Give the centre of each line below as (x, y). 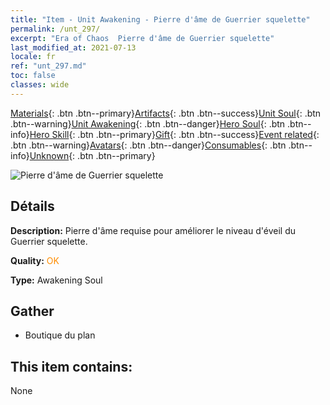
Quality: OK (35, 260)
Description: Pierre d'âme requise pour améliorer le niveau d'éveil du (153, 230)
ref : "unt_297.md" (48, 66)
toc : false (33, 76)
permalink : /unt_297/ (55, 29)
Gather (32, 311)
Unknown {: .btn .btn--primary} (92, 155)
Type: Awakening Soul (56, 280)
